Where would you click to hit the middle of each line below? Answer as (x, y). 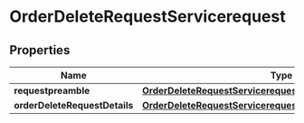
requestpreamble (52, 90)
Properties (40, 50)
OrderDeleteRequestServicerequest (148, 17)
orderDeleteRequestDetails (74, 105)
